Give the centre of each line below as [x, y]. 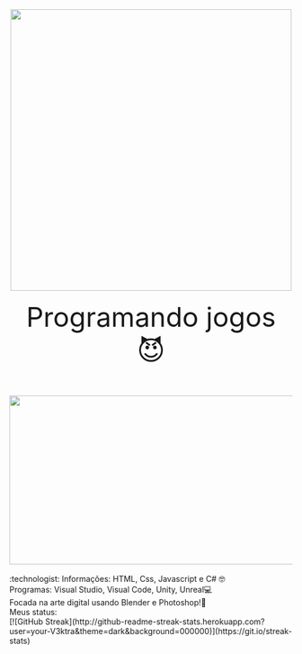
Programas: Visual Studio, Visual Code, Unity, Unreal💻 [111, 590]
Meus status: [33, 612]
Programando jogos [151, 317]
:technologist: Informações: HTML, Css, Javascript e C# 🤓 [117, 579]
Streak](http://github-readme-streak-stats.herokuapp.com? [155, 622]
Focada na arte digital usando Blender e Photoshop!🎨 [108, 602]
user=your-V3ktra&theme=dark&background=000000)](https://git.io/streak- [151, 631]
